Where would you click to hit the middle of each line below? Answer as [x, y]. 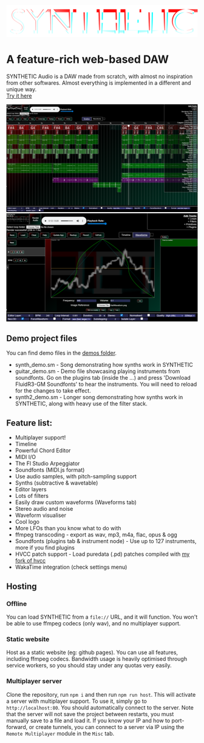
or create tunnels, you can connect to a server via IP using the [107, 727]
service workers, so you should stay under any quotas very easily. [89, 666]
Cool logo [27, 522]
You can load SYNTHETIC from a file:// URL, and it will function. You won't [102, 617]
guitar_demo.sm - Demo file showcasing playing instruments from [97, 371]
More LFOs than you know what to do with [68, 528]
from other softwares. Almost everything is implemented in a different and [99, 83]
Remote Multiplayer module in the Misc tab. [60, 733]
